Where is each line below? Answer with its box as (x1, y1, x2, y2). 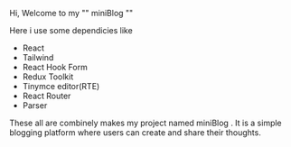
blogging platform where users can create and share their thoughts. (9, 127, 262, 138)
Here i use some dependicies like (9, 25, 133, 35)
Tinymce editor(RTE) (22, 81, 100, 91)
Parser (22, 100, 48, 111)
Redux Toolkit (22, 71, 74, 82)
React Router (22, 90, 71, 101)
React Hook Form (22, 62, 88, 72)
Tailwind (22, 52, 54, 62)
